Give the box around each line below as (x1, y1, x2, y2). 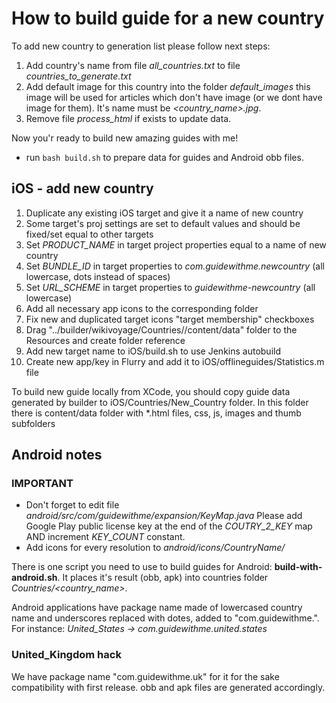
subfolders (11, 417, 56, 429)
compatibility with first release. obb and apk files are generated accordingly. (11, 681, 326, 693)
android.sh (11, 572, 58, 584)
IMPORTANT (11, 477, 74, 491)
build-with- (274, 561, 323, 573)
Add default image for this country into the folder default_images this (25, 80, 311, 92)
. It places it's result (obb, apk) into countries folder (57, 572, 269, 584)
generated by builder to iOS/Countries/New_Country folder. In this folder (11, 396, 309, 408)
